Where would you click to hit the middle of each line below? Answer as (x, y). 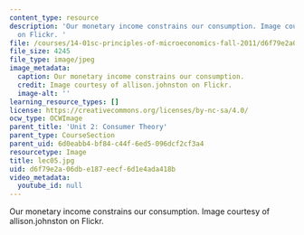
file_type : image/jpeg (52, 60)
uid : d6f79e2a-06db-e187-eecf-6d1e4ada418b (93, 169)
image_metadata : (40, 69)
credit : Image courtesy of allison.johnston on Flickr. (125, 85)
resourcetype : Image (48, 152)
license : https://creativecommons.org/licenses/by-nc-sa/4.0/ (129, 110)
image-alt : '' (44, 93)
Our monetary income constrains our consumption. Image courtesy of (140, 211)
